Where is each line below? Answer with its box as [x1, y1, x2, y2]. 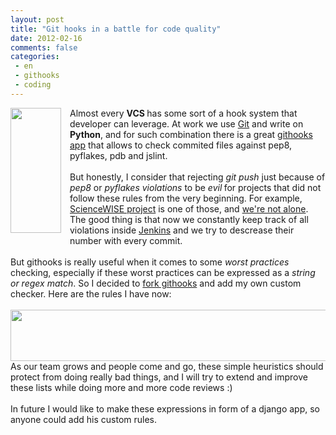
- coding [14, 80, 52, 90]
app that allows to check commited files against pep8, [69, 139, 293, 151]
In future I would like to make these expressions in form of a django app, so [10, 402, 320, 415]
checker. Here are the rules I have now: [10, 287, 172, 300]
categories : [10, 52, 60, 62]
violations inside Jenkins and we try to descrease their [69, 224, 295, 236]
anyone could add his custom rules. [10, 413, 158, 425]
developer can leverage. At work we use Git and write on [69, 117, 304, 130]
